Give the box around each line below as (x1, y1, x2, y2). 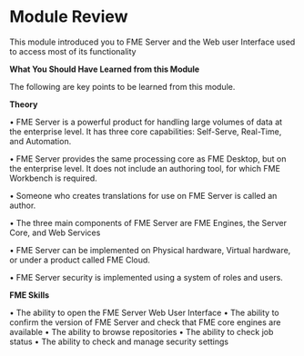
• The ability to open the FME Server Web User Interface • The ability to (9, 307, 279, 318)
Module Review (9, 6, 128, 27)
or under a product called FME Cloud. (9, 254, 150, 265)
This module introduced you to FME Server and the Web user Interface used (9, 36, 296, 47)
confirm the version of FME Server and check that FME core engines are (9, 316, 281, 328)
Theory (9, 98, 38, 110)
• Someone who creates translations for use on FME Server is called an (9, 190, 278, 201)
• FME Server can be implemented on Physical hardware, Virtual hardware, (9, 244, 291, 255)
